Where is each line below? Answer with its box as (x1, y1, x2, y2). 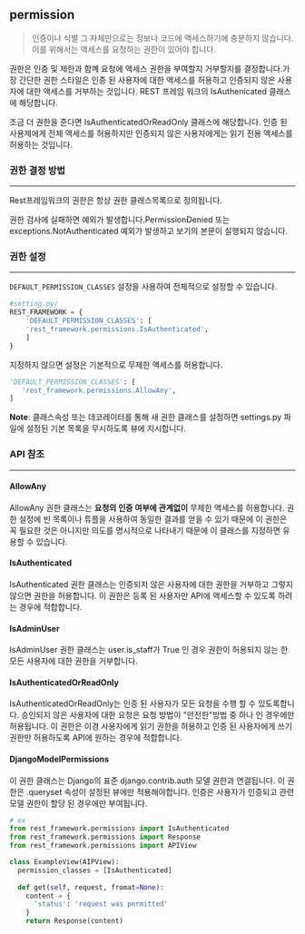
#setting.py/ (9, 300, 59, 309)
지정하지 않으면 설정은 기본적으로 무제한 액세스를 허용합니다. (9, 359, 223, 370)
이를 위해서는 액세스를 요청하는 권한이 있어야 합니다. (31, 44, 216, 54)
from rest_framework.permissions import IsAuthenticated (9, 824, 230, 833)
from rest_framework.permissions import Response (9, 832, 202, 842)
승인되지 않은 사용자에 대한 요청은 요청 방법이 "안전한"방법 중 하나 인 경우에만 (21, 710, 295, 721)
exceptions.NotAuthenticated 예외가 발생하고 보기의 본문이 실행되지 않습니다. (9, 226, 289, 237)
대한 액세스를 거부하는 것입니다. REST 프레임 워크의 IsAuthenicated (25, 85, 268, 96)
